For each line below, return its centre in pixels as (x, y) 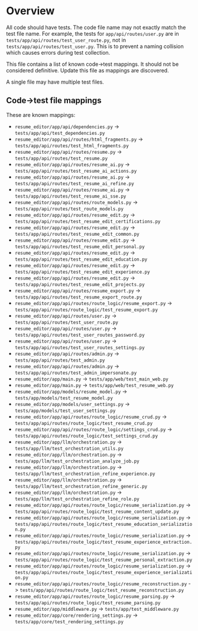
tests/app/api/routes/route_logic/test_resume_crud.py (84, 423)
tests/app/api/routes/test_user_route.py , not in (66, 40)
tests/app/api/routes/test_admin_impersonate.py (76, 373)
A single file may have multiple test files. (55, 82)
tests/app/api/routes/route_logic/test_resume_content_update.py (97, 512)
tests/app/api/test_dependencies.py (60, 133)
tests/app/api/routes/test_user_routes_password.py (79, 335)
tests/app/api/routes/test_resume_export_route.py (78, 297)
